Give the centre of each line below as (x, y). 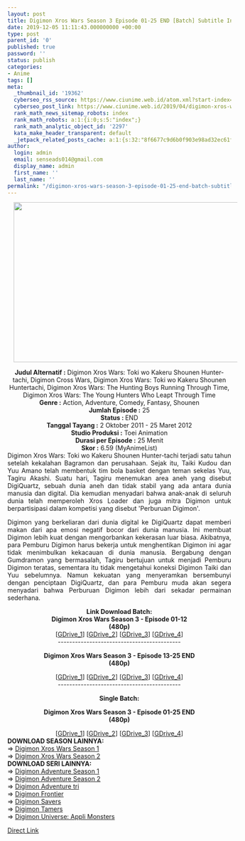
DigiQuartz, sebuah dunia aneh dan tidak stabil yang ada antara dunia (119, 486)
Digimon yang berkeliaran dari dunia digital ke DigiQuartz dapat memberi (119, 522)
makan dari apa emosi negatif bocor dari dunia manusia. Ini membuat (119, 530)
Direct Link (23, 830)
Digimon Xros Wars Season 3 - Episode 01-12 (119, 619)
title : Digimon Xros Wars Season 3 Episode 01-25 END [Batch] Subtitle (115, 21)
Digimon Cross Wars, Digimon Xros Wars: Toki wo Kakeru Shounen (128, 380)
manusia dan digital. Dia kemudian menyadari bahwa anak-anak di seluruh (119, 493)
